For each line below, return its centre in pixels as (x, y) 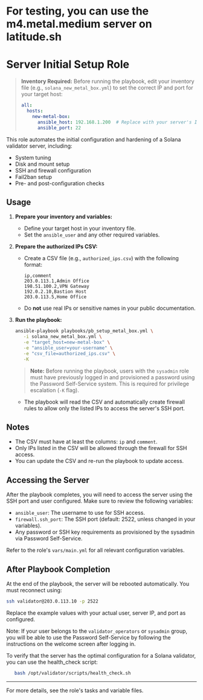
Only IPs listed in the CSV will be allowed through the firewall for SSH (101, 448)
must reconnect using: (34, 590)
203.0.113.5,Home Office (55, 297)
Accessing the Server (48, 480)
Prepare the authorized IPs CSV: (56, 247)
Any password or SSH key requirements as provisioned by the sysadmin (105, 532)
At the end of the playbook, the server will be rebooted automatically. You (98, 584)
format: (33, 265)
